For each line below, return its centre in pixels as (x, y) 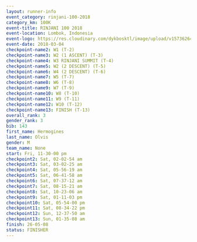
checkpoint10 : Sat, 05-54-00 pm (45, 203)
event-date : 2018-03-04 (35, 45)
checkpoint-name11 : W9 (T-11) (43, 99)
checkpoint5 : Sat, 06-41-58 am (44, 176)
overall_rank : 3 (26, 115)
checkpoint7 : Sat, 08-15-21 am (44, 186)
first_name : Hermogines (35, 132)
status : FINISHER (27, 230)
